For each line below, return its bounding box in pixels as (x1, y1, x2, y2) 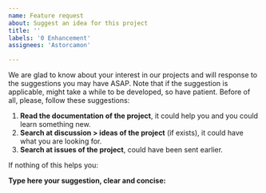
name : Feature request (8, 11, 84, 20)
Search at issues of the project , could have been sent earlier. (19, 145, 224, 155)
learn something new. (19, 120, 91, 129)
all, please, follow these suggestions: (8, 96, 130, 105)
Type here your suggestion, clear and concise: (8, 176, 166, 186)
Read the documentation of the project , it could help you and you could (19, 111, 258, 120)
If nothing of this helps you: (8, 160, 98, 170)
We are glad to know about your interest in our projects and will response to (8, 70, 258, 80)
